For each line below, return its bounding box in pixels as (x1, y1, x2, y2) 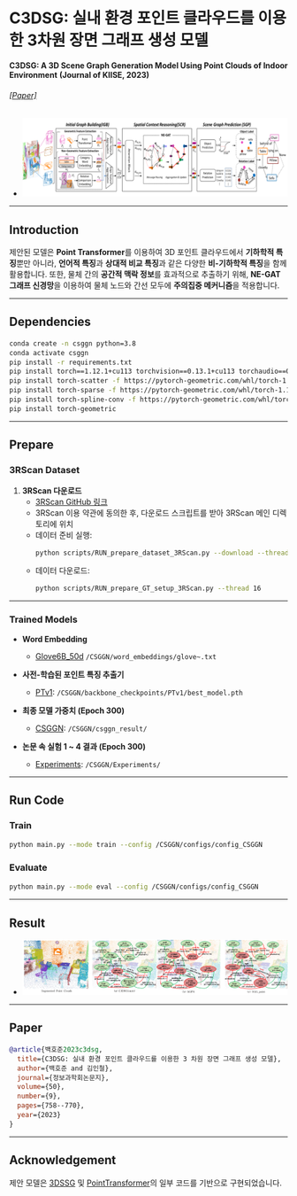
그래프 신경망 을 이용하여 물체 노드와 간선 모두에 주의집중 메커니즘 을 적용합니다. (9, 280, 280, 291)
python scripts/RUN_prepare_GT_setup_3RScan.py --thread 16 (34, 584, 262, 594)
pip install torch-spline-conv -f (9, 395, 137, 404)
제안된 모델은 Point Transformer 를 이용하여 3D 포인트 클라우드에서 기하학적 (9, 247, 275, 258)
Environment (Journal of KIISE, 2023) (9, 69, 150, 80)
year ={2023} (17, 1111, 62, 1120)
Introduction (9, 222, 80, 237)
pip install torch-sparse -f (9, 386, 117, 395)
